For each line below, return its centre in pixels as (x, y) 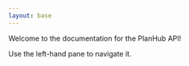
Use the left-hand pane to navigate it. (70, 53)
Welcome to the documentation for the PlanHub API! (95, 38)
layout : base (30, 16)
